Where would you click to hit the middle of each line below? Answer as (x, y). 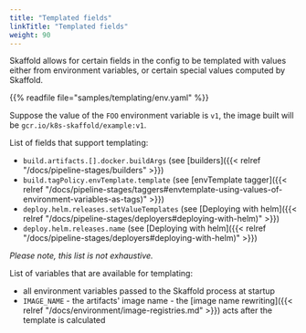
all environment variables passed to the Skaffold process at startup (149, 291)
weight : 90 (30, 35)
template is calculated (64, 320)
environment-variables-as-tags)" (85, 199)
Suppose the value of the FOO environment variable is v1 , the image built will (152, 116)
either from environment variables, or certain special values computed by (148, 70)
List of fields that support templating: (79, 143)
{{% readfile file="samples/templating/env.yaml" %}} (109, 98)
